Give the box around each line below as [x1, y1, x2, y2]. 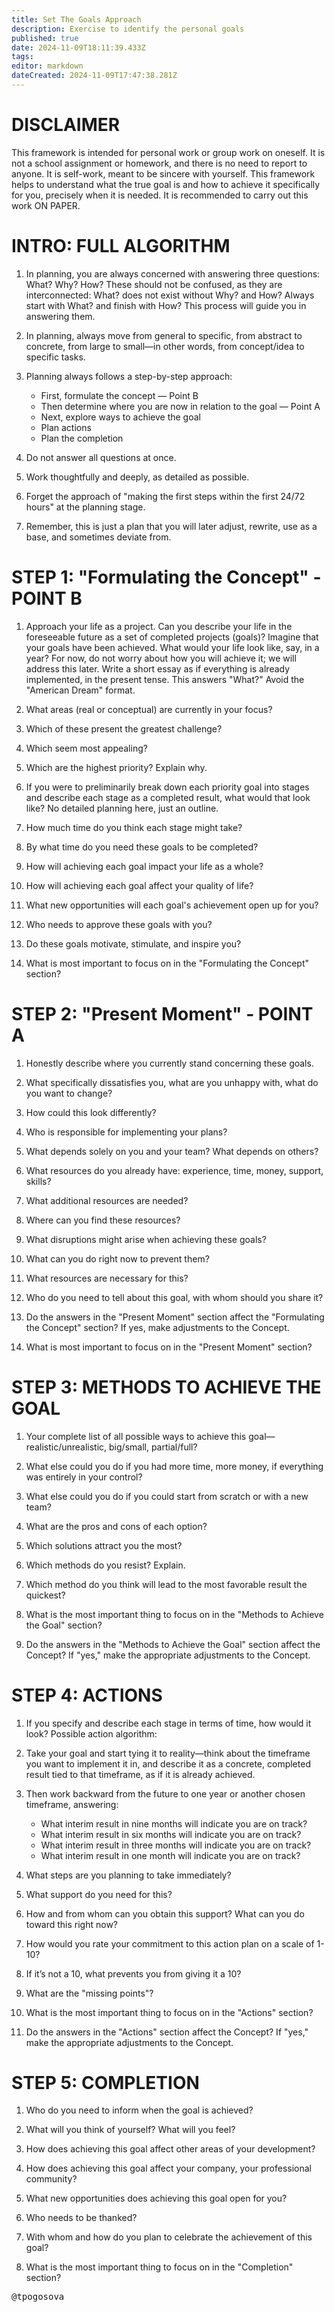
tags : [11, 52, 34, 62]
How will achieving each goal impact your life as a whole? [25, 860, 264, 872]
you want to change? [25, 1087, 113, 1099]
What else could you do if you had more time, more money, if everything [25, 1460, 324, 1472]
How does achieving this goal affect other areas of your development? [25, 2143, 316, 2155]
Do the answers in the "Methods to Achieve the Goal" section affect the [25, 1638, 321, 1650]
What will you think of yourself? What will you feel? [25, 2124, 236, 2136]
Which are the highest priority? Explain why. [25, 761, 208, 773]
